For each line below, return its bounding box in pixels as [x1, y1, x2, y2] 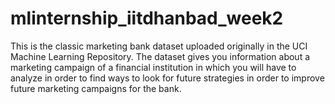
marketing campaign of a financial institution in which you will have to [10, 61, 297, 73]
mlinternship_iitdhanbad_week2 [10, 7, 284, 30]
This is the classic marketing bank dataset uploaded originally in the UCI [10, 40, 308, 52]
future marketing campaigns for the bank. [10, 82, 182, 94]
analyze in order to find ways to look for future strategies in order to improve [10, 72, 325, 84]
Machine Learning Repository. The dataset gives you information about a [10, 50, 311, 62]
